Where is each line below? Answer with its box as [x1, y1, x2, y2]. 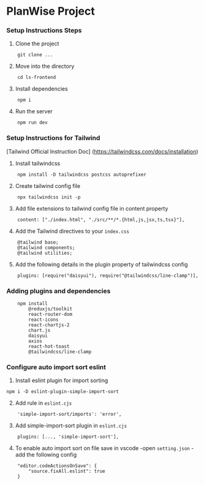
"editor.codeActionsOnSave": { [17, 463, 97, 469]
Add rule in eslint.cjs [15, 399, 72, 407]
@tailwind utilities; [17, 250, 72, 256]
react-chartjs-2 [28, 322, 70, 328]
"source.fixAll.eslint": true [28, 468, 105, 475]
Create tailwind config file [15, 182, 81, 189]
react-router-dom [28, 311, 72, 318]
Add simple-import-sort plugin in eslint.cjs [15, 422, 127, 429]
